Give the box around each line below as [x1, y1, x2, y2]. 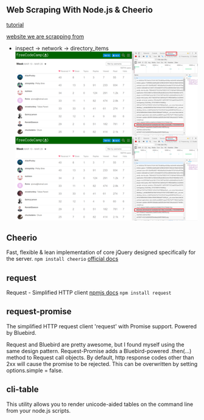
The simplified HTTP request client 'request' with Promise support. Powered [6, 322, 197, 330]
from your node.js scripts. [6, 407, 71, 414]
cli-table [6, 384, 39, 394]
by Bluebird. [6, 329, 36, 336]
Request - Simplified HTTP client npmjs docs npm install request [6, 289, 172, 297]
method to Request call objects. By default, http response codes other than [6, 354, 194, 361]
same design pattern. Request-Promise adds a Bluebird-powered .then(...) [6, 347, 192, 354]
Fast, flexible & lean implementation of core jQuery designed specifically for [6, 249, 196, 256]
